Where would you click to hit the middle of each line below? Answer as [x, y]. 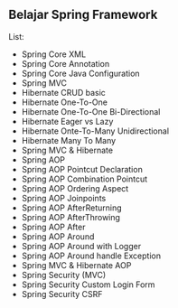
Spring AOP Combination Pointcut [84, 179]
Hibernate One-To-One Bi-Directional [91, 111]
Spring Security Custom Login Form [88, 285]
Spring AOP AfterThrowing [71, 217]
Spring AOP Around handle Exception [91, 256]
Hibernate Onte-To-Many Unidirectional [95, 131]
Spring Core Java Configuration [81, 73]
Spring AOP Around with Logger [81, 246]
